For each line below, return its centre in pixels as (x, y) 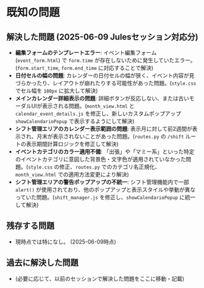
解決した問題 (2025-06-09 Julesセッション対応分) (103, 37)
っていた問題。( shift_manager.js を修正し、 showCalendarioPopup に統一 (105, 197)
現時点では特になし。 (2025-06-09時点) (66, 242)
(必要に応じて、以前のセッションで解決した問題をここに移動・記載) (100, 278)
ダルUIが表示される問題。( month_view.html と (78, 106)
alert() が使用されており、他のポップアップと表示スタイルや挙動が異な (105, 190)
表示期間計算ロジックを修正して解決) (72, 144)
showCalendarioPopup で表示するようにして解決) (75, 121)
